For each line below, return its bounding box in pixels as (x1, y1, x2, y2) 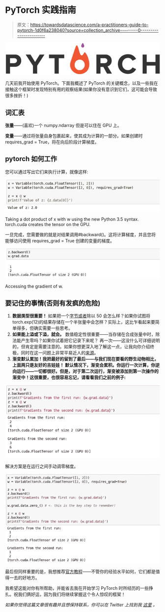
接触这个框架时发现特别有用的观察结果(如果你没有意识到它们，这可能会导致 (5, 87, 158, 93)
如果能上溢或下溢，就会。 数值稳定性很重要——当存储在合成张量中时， (12, 331, 156, 337)
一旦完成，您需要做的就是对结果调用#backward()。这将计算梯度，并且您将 (5, 231, 156, 237)
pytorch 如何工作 (5, 155, 57, 163)
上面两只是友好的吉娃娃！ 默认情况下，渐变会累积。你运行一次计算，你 (12, 362, 156, 368)
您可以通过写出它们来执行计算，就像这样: (5, 168, 88, 175)
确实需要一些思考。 (33, 325, 73, 331)
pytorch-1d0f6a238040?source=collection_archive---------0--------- (17, 27, 159, 33)
